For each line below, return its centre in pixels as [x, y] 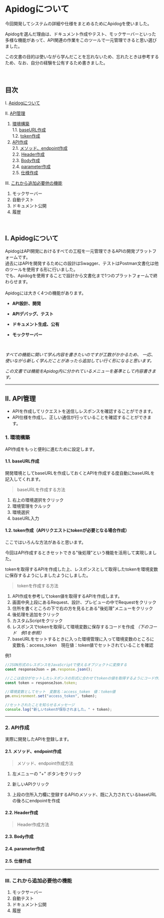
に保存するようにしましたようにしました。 [48, 576]
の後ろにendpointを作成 [36, 800]
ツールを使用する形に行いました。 [43, 269]
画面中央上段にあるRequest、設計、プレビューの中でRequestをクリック [84, 603]
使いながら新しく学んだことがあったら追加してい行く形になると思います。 [80, 361]
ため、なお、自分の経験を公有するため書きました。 [56, 63]
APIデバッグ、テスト [33, 314]
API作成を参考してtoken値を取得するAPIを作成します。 [67, 596]
